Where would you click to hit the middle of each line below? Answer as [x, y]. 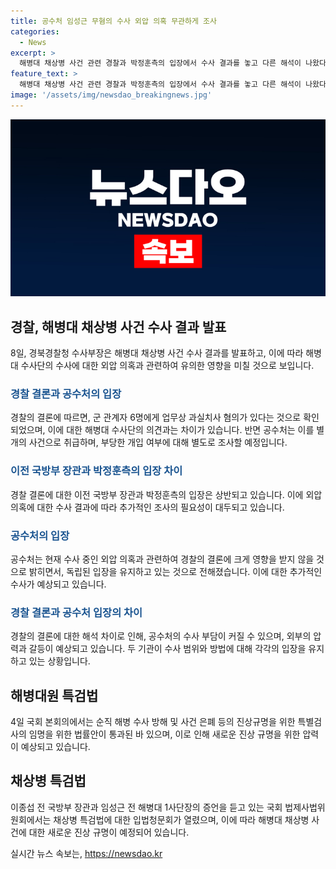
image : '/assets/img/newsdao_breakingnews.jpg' [111, 95]
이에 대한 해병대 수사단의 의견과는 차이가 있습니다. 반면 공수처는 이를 [181, 430]
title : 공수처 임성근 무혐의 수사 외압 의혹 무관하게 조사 [113, 21]
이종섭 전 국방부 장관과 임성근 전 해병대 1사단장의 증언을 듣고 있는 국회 [146, 807]
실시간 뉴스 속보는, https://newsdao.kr [86, 853]
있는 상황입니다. [59, 661]
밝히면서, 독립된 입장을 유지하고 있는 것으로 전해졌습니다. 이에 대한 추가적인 [175, 571]
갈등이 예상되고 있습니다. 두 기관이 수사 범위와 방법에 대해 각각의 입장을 [167, 649]
